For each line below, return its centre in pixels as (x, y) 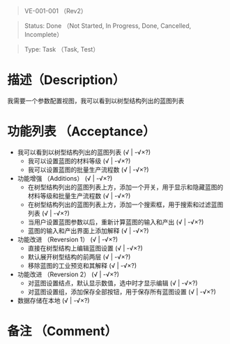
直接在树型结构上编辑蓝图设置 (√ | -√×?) (85, 248)
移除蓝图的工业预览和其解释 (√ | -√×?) (82, 265)
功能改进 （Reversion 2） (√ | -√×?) (68, 274)
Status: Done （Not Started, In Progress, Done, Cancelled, (108, 26)
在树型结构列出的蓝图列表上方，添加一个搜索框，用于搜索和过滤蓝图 (125, 204)
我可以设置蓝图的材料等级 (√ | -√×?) (79, 160)
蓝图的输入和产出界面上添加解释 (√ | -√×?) (88, 230)
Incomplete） (44, 35)
